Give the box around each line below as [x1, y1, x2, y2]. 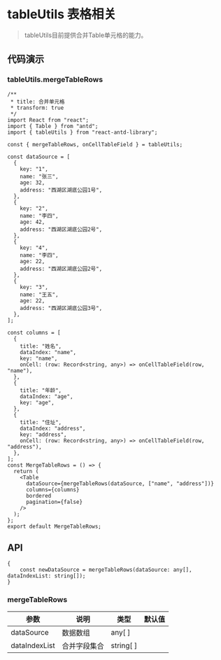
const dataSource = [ [7, 153, 71, 160]
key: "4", [20, 244, 49, 251]
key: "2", [20, 204, 49, 212]
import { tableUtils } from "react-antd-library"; [7, 129, 158, 136]
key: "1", [20, 165, 49, 172]
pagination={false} [25, 498, 83, 505]
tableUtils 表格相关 [7, 6, 117, 22]
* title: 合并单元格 [10, 98, 65, 105]
